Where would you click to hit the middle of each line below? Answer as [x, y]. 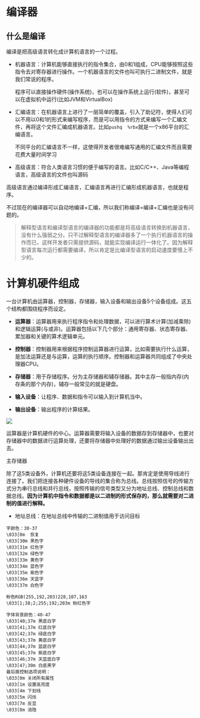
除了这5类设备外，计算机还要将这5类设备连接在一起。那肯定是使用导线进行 [98, 473]
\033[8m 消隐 [21, 710]
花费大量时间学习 [36, 154]
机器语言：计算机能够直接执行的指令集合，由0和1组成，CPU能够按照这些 [104, 64]
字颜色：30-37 [22, 528]
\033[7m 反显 [21, 703]
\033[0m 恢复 [23, 534]
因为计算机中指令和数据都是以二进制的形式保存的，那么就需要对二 [108, 496]
